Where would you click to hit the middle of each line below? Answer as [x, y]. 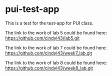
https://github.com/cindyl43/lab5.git [42, 38]
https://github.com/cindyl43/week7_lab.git [49, 53]
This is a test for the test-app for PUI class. [49, 23]
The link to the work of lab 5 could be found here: [56, 32]
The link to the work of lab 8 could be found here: [56, 62]
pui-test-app [32, 9]
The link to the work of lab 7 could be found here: [56, 47]
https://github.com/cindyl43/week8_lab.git [49, 68]
